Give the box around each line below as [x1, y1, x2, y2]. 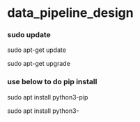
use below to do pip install [7, 77, 98, 87]
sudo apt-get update [7, 46, 66, 54]
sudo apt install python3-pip [7, 93, 88, 101]
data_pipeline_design [7, 5, 134, 21]
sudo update [7, 30, 51, 40]
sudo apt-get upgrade [7, 60, 71, 68]
